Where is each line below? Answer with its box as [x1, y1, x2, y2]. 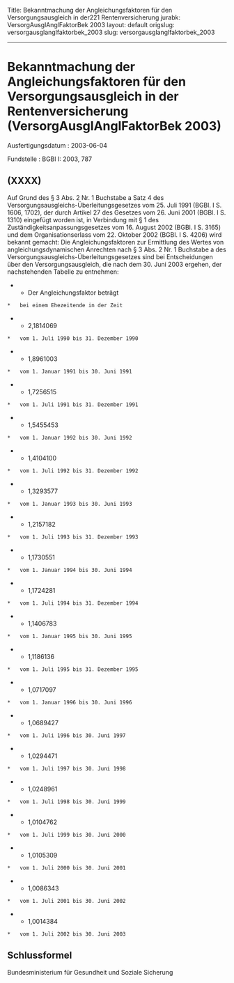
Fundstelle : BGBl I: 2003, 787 [7, 155, 93, 163]
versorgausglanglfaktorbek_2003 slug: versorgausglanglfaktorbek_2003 [7, 28, 215, 36]
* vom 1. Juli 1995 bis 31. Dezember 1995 [7, 665, 139, 673]
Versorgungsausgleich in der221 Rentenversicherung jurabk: [7, 13, 181, 22]
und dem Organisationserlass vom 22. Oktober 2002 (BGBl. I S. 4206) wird [7, 230, 222, 239]
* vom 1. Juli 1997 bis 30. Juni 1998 [7, 765, 127, 772]
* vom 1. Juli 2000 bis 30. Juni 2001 [7, 864, 127, 872]
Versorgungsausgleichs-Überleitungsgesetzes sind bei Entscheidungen [7, 252, 214, 261]
